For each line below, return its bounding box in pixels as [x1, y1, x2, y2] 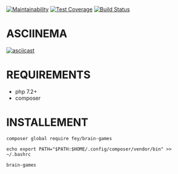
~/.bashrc [6, 151, 31, 157]
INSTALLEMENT [6, 115, 89, 129]
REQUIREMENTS [6, 68, 91, 82]
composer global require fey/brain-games [6, 135, 113, 141]
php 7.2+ [15, 88, 38, 95]
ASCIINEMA [6, 27, 68, 40]
